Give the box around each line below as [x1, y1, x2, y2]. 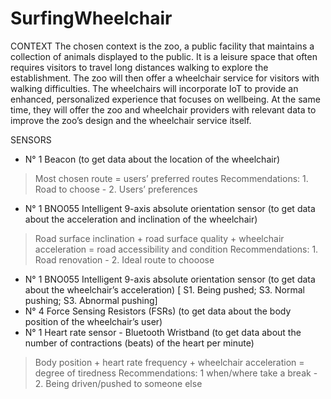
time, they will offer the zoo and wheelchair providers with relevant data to [10, 103, 317, 116]
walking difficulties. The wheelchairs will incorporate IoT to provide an [10, 82, 299, 94]
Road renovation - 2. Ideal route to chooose [34, 253, 215, 266]
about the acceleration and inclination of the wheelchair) [24, 213, 258, 225]
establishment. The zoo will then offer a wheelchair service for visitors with [10, 72, 320, 84]
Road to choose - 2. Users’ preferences [34, 183, 198, 195]
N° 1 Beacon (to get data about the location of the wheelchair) [24, 153, 281, 165]
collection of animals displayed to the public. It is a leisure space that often [10, 50, 318, 62]
